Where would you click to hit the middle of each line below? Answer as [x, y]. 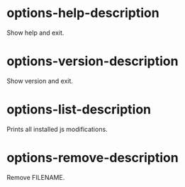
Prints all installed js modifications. [57, 129]
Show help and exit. [35, 33]
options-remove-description [92, 158]
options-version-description [92, 61]
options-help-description [83, 13]
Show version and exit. [40, 81]
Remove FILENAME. [36, 177]
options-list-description [79, 109]
